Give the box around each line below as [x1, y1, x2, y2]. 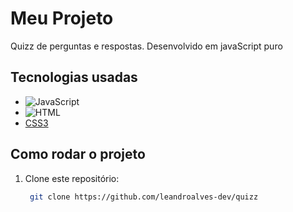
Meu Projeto [10, 7, 114, 30]
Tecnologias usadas [10, 69, 138, 86]
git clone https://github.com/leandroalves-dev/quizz [29, 192, 259, 202]
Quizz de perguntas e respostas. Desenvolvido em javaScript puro [10, 40, 283, 52]
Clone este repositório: [24, 172, 120, 184]
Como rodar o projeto [10, 146, 146, 163]
